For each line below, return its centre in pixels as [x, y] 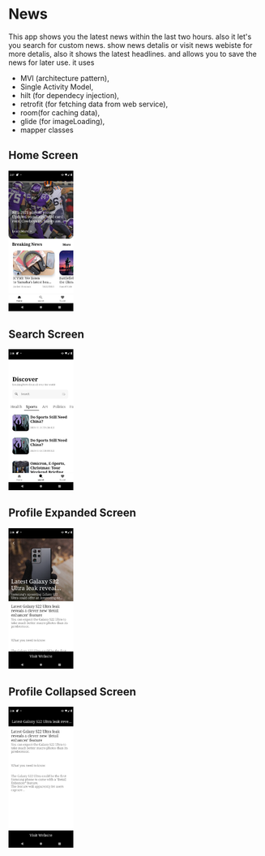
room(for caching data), [60, 112]
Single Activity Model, [57, 87]
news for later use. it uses [51, 62]
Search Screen [47, 334]
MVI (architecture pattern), [64, 78]
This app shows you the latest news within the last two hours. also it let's [130, 37]
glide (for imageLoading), [62, 121]
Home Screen [43, 155]
